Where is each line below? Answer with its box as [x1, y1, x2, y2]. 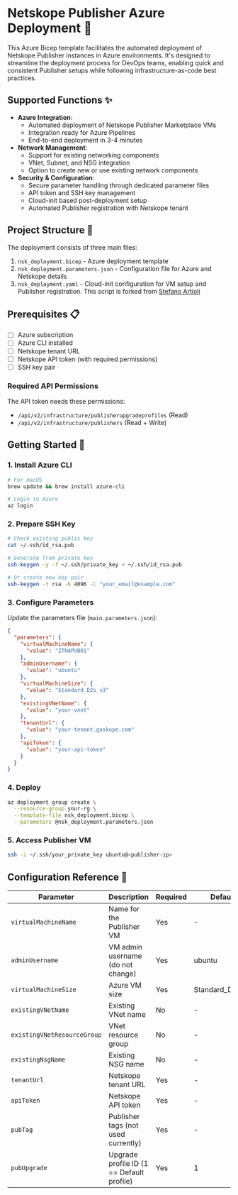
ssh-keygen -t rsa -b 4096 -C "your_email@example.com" [7, 580, 176, 588]
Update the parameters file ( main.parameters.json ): [7, 614, 157, 622]
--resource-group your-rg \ [13, 805, 97, 813]
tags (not [108, 1120, 139, 1130]
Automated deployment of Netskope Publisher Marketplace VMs [28, 121, 217, 129]
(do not [108, 960, 133, 970]
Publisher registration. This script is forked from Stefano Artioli [17, 287, 200, 295]
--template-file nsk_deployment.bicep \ [13, 812, 135, 819]
